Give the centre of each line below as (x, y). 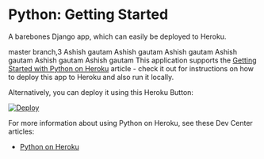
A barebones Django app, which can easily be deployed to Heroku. (117, 36)
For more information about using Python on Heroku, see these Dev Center (131, 123)
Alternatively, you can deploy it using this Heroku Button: (101, 92)
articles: (21, 131)
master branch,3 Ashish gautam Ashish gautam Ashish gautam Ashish (123, 51)
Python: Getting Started (88, 15)
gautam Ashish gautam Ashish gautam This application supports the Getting (132, 60)
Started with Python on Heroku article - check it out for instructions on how (131, 68)
